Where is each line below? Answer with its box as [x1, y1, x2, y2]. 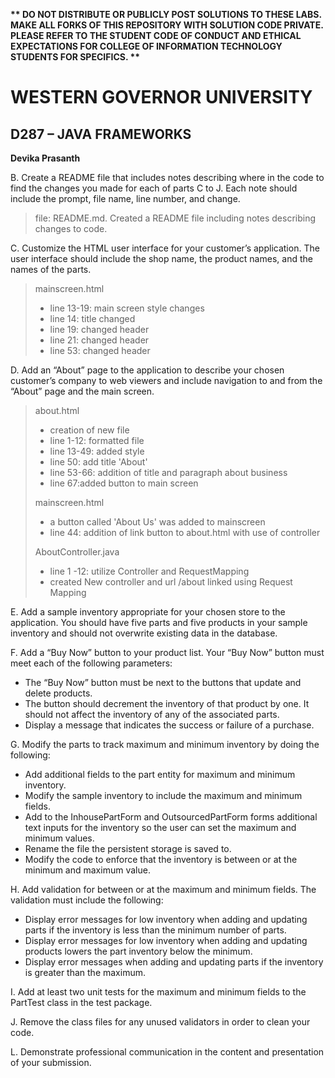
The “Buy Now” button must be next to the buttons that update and [24, 677, 302, 688]
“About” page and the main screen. [10, 385, 155, 397]
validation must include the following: [10, 894, 164, 906]
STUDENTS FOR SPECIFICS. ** [10, 51, 141, 63]
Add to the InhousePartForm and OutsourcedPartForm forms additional [24, 811, 318, 823]
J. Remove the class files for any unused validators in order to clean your [10, 1016, 311, 1028]
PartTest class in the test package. [10, 997, 153, 1008]
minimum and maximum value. [24, 864, 151, 876]
